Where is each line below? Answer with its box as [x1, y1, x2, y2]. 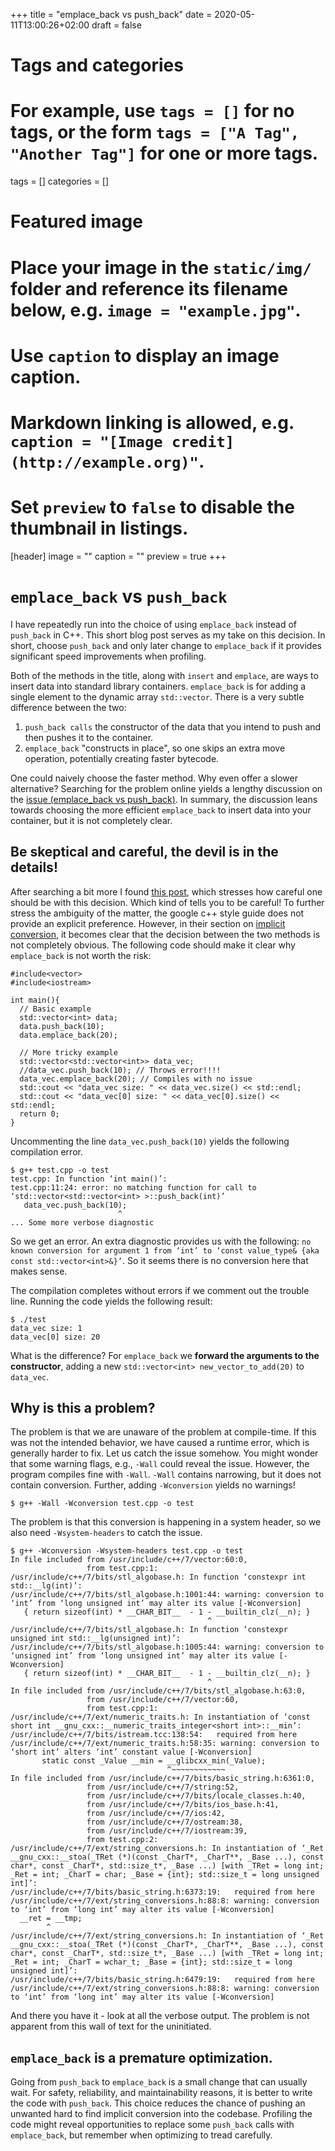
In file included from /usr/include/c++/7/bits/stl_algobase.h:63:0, [10, 1686, 307, 1696]
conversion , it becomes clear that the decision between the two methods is [10, 928, 321, 940]
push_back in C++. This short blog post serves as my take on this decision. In [10, 629, 326, 641]
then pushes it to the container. [24, 731, 154, 743]
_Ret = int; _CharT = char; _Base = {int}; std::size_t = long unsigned [10, 1870, 320, 1880]
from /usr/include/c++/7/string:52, [86, 1782, 240, 1793]
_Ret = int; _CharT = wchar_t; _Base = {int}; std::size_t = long [10, 1957, 293, 1968]
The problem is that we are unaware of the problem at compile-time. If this [10, 1426, 317, 1438]
